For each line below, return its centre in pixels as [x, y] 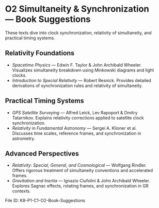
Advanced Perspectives [42, 153]
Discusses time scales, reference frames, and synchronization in [77, 133]
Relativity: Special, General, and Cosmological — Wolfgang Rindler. [79, 165]
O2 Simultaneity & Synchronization [77, 9]
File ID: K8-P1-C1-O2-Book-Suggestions [45, 201]
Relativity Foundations [40, 53]
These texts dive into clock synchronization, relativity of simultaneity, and [78, 33]
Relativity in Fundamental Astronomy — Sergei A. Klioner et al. [74, 128]
